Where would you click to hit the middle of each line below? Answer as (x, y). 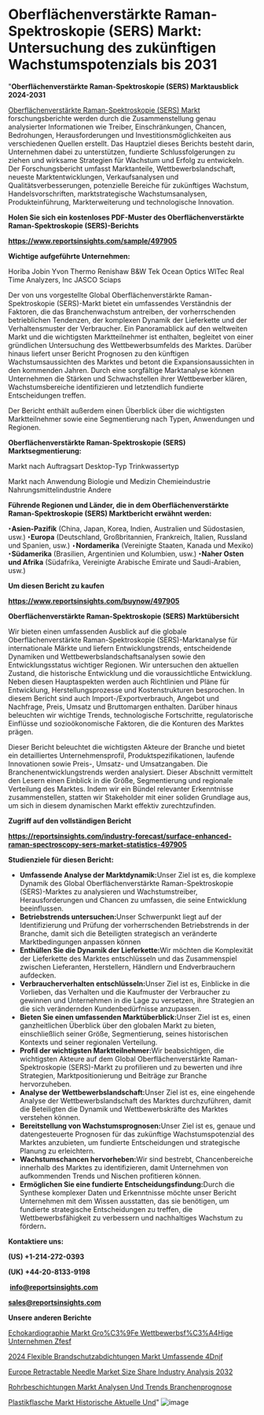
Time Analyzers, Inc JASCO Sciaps (65, 279)
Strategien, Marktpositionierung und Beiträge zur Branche (113, 1075)
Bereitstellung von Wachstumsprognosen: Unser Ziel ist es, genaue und (137, 1125)
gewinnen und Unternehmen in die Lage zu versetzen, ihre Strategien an (137, 1000)
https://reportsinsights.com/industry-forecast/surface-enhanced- (120, 836)
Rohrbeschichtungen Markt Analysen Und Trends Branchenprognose (120, 1387)
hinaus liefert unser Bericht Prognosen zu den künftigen (99, 353)
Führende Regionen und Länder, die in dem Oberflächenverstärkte (119, 504)
